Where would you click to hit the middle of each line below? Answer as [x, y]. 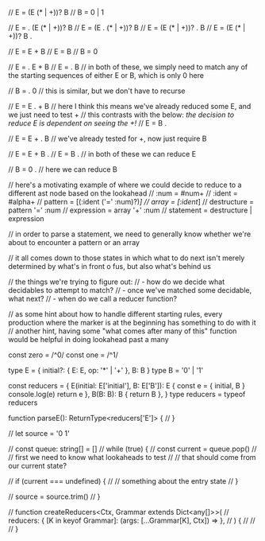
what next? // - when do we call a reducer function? [92, 299]
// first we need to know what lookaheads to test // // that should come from [132, 457]
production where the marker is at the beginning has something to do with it [132, 323]
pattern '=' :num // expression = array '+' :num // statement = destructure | [130, 210]
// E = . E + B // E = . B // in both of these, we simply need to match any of [128, 67]
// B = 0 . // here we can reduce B [63, 169]
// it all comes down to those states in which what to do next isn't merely [127, 258]
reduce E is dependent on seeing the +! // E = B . [88, 123]
